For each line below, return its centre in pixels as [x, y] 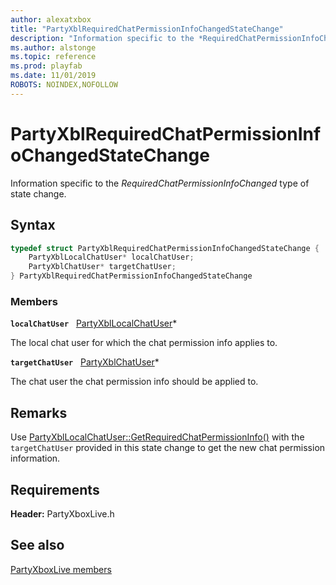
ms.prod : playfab [46, 66]
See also [37, 545]
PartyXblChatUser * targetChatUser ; [102, 267]
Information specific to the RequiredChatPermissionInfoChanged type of [160, 183]
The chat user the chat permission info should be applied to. [134, 382]
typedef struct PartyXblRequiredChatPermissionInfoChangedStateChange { [165, 248]
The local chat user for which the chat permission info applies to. [144, 343]
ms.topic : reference [53, 57]
